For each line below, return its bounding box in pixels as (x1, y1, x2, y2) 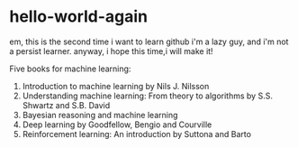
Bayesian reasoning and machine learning (22, 109, 178, 120)
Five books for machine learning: (9, 63, 131, 74)
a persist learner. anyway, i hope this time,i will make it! (9, 45, 213, 56)
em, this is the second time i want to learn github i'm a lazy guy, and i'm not (9, 36, 289, 47)
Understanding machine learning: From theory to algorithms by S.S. (22, 90, 273, 101)
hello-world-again (9, 6, 149, 27)
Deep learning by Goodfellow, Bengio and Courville (22, 119, 212, 130)
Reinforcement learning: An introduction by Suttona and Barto (22, 128, 252, 139)
